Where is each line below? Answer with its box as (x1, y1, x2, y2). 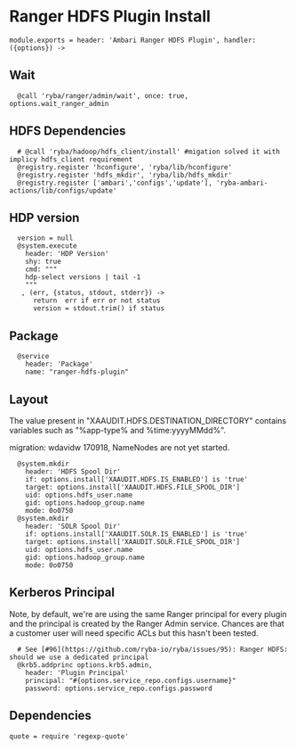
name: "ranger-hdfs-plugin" (25, 367, 129, 376)
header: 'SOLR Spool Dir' (25, 522, 122, 531)
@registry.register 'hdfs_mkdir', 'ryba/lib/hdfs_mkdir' (17, 170, 233, 179)
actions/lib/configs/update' (9, 185, 117, 195)
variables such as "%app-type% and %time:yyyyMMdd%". (9, 425, 227, 435)
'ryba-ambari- (216, 178, 268, 187)
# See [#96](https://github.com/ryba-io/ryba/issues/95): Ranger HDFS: (17, 645, 289, 654)
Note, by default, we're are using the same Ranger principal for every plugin (9, 608, 287, 619)
